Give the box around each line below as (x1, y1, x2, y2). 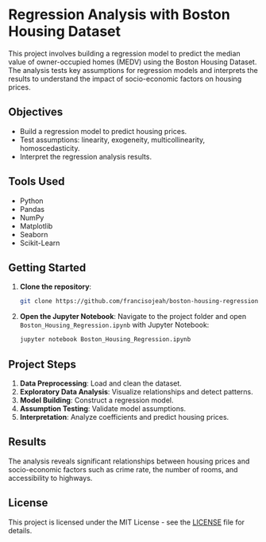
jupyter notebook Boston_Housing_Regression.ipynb (19, 336, 191, 344)
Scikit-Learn (19, 238, 60, 248)
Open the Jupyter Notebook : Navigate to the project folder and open (19, 312, 247, 321)
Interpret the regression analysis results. (19, 152, 152, 161)
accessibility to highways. (8, 473, 93, 482)
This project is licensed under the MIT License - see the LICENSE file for (8, 517, 245, 527)
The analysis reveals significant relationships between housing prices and (8, 456, 250, 466)
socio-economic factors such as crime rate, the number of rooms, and (8, 464, 238, 474)
